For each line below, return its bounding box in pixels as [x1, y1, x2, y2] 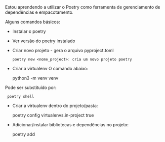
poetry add [12, 131, 35, 137]
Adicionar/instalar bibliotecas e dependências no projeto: [12, 122, 129, 127]
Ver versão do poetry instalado [12, 38, 76, 44]
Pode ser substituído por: [5, 85, 57, 90]
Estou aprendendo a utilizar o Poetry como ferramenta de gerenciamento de [5, 4, 161, 10]
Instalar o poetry [12, 28, 46, 34]
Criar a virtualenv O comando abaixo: [12, 66, 88, 71]
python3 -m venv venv [12, 75, 59, 81]
